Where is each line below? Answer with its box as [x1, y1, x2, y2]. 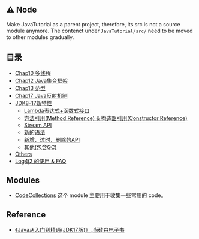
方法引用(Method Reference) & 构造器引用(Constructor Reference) [23, 114, 188, 122]
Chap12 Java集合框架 [14, 77, 68, 84]
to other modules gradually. [6, 33, 74, 41]
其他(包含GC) [23, 144, 57, 151]
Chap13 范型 [14, 84, 46, 92]
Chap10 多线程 [14, 69, 51, 77]
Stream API [23, 121, 52, 129]
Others [14, 150, 32, 157]
